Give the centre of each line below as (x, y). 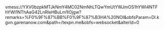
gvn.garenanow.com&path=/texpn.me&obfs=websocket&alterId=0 (72, 22)
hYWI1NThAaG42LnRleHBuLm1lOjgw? (43, 12)
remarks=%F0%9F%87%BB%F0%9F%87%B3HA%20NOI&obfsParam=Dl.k (82, 17)
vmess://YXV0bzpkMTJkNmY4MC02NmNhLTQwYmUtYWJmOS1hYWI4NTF (82, 7)
